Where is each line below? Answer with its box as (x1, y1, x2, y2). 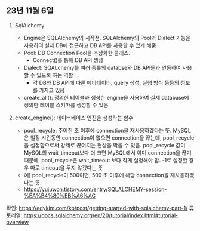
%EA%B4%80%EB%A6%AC (23, 192, 96, 199)
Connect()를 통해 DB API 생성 (32, 56, 103, 64)
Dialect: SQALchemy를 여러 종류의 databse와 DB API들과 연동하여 (23, 64, 181, 71)
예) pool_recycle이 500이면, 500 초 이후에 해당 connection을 (23, 171, 169, 178)
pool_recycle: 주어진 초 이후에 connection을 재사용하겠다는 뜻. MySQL (23, 127, 191, 134)
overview (6, 218, 29, 226)
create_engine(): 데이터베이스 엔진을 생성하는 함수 (14, 114, 134, 121)
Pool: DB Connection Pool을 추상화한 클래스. (23, 49, 130, 56)
